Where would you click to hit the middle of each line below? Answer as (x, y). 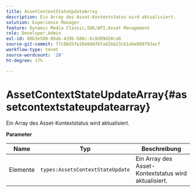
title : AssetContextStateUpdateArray (52, 11)
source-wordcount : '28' (35, 55)
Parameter (19, 135)
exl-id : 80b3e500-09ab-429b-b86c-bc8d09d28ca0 (64, 39)
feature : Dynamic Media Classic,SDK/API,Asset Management (78, 28)
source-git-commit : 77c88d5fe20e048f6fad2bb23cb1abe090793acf (83, 44)
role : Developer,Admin (34, 33)
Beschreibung (162, 149)
